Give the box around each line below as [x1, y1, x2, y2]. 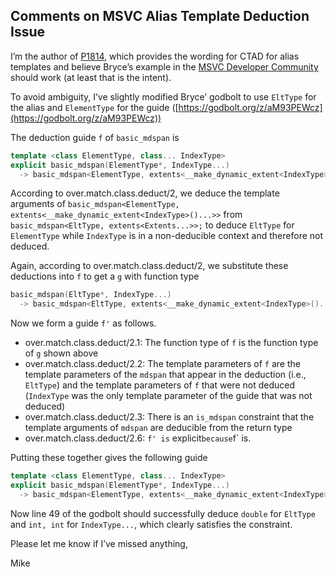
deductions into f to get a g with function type [10, 270, 200, 283]
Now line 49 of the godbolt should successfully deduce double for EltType [10, 507, 317, 519]
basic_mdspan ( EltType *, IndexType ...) [10, 290, 172, 300]
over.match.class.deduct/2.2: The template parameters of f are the [24, 358, 301, 370]
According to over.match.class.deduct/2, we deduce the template [10, 187, 280, 199]
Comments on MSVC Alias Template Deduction [10, 8, 310, 25]
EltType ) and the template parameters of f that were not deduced [24, 379, 296, 391]
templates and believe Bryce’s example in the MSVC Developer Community [10, 60, 319, 73]
